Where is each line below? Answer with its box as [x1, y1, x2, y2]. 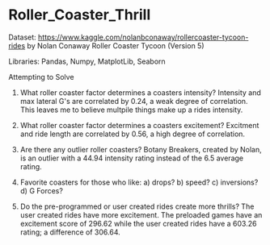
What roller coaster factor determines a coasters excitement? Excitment [19, 120, 259, 130]
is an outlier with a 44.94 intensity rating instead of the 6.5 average [19, 153, 244, 163]
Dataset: [8, 32, 36, 42]
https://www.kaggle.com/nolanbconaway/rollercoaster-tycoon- [37, 32, 249, 42]
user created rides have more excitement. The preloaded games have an [19, 210, 263, 219]
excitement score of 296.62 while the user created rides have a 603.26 [19, 218, 257, 228]
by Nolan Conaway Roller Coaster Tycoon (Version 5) [27, 40, 205, 50]
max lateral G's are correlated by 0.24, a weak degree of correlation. [19, 96, 248, 106]
